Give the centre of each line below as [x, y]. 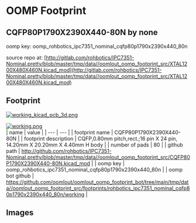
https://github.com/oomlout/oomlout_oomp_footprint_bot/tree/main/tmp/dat [97, 182]
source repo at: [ [26, 58]
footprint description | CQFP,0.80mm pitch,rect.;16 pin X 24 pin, [101, 138]
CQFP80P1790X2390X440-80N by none [82, 32]
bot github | [20, 176]
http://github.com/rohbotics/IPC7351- [67, 151]
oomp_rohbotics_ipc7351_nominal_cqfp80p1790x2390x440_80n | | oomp [94, 169]
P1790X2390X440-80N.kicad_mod [48, 163]
